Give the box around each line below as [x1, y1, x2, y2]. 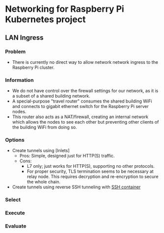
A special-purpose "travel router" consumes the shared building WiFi [12, 98, 152, 104]
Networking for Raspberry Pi [5, 3, 124, 15]
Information [5, 77, 34, 83]
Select [5, 196, 21, 203]
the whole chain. [27, 179, 60, 185]
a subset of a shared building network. [12, 93, 90, 99]
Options [5, 136, 25, 143]
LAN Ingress [5, 33, 44, 42]
